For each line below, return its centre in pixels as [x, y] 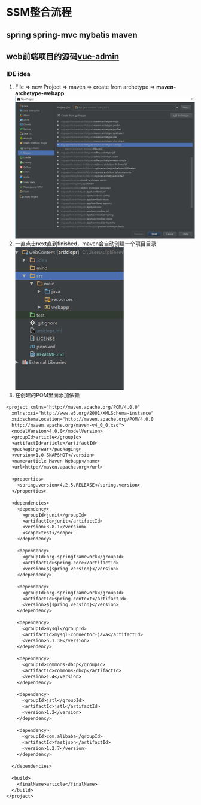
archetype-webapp [39, 93]
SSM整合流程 [39, 12]
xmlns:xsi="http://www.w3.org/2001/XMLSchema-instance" [83, 413]
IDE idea [19, 74]
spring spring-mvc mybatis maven [72, 34]
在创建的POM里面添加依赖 [47, 395]
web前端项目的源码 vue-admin [63, 57]
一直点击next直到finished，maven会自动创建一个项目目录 [86, 244]
